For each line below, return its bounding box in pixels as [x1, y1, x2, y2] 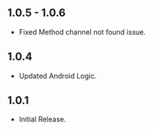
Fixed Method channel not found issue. [18, 27, 147, 36]
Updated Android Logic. [18, 71, 97, 80]
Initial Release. [18, 114, 66, 124]
